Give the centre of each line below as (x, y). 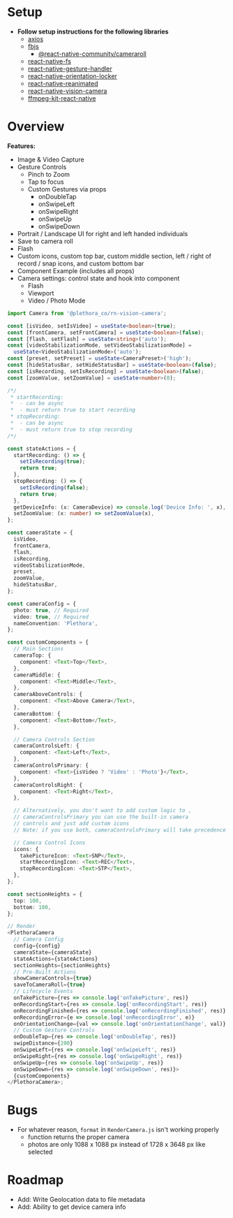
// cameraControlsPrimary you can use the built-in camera (101, 817)
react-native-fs (50, 61)
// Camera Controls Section (54, 739)
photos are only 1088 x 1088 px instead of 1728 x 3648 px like (116, 1145)
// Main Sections (39, 649)
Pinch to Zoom (49, 174)
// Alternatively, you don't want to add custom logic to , (103, 811)
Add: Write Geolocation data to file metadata (81, 1200)
